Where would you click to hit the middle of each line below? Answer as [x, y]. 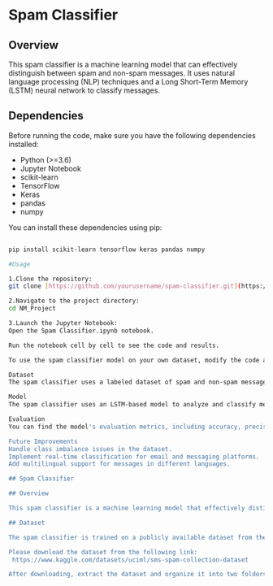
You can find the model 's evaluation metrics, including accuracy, [125, 427]
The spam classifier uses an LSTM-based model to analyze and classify [132, 405]
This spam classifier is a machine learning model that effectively [127, 508]
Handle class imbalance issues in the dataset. [91, 449]
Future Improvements [43, 441]
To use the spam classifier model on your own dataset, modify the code [134, 360]
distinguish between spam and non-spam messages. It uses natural [122, 73]
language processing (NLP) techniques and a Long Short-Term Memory [128, 82]
